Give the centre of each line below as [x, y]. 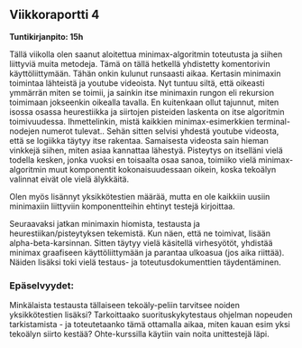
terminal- [274, 121]
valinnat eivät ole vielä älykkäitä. [69, 179]
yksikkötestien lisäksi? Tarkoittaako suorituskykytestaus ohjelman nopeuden [151, 315]
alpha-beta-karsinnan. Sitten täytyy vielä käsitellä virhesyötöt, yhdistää [141, 242]
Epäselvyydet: [42, 286]
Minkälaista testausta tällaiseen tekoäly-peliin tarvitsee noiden [125, 306]
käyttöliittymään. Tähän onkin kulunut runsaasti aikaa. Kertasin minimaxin [145, 73]
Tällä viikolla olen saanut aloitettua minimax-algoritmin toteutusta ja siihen [146, 54]
